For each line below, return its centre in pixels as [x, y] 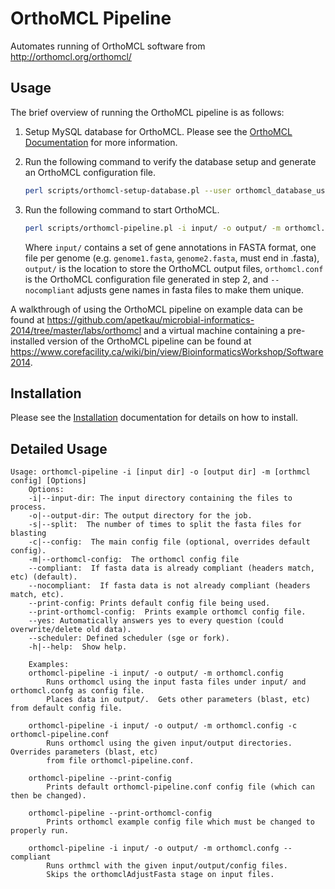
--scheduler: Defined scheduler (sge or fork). [129, 638]
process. [28, 507]
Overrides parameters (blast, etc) [84, 752]
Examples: [49, 665]
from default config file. [66, 708]
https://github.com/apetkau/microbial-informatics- [150, 319]
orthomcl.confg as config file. [77, 691]
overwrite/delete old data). [71, 630]
